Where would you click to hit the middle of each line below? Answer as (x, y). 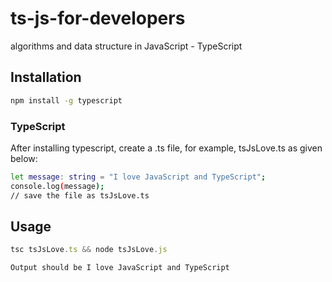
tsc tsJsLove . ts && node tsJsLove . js (89, 250)
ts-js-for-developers (98, 18)
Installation (46, 77)
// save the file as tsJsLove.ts (80, 195)
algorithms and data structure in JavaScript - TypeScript (126, 46)
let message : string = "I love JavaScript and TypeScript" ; (138, 177)
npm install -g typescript (66, 100)
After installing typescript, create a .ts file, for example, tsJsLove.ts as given (166, 148)
